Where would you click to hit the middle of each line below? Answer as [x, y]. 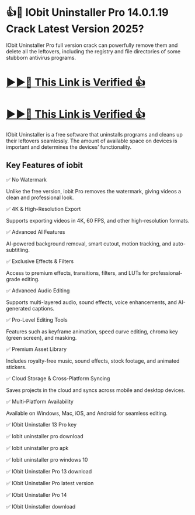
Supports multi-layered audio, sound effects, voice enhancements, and [91, 302]
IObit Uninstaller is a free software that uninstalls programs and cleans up [94, 135]
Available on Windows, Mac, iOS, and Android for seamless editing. [87, 413]
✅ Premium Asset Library [36, 349]
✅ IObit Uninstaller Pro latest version [50, 483]
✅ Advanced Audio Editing [38, 290]
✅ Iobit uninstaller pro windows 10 [47, 459]
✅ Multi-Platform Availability [40, 401]
